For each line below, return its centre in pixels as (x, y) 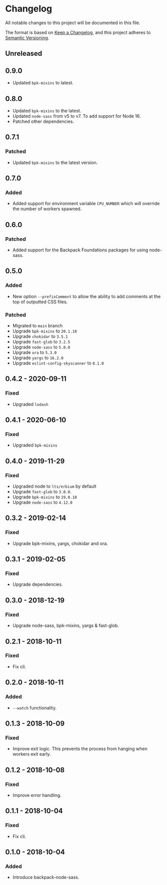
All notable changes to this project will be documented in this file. (73, 23)
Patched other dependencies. (43, 121)
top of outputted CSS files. (40, 302)
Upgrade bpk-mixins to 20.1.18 (45, 331)
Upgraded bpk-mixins (35, 445)
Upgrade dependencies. (37, 584)
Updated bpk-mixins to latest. (43, 83)
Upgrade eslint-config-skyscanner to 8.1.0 (58, 363)
